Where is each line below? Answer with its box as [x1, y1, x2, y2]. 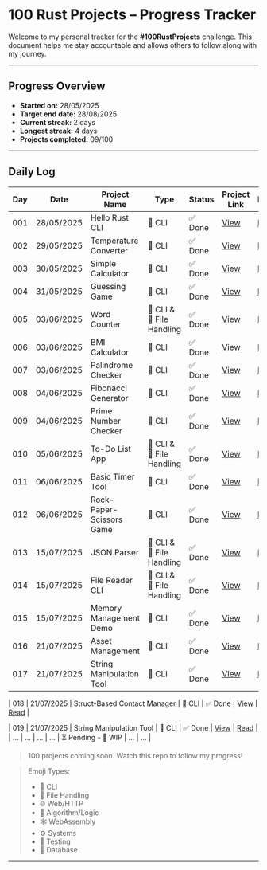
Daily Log [8, 165, 56, 178]
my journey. [8, 49, 47, 58]
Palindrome [90, 359, 133, 370]
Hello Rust [90, 212, 129, 223]
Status [188, 194, 215, 205]
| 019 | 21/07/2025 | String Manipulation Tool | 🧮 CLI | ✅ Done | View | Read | [8, 723, 258, 732]
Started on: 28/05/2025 [19, 100, 99, 110]
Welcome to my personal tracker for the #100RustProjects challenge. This [8, 32, 253, 41]
